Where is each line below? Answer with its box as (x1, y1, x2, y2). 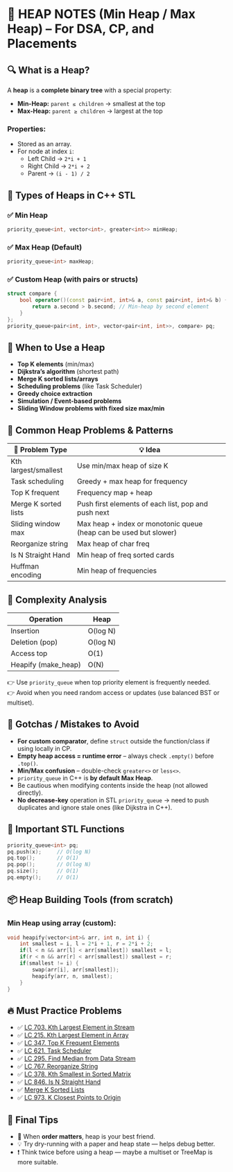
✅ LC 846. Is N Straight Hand (17, 1078, 101, 1086)
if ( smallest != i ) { (19, 960, 79, 967)
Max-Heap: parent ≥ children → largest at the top (17, 107, 163, 115)
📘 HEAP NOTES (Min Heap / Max (7, 6, 196, 22)
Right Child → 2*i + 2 (27, 162, 90, 171)
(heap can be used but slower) (77, 528, 177, 537)
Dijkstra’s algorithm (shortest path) (17, 368, 119, 376)
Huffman (10, 562, 40, 571)
